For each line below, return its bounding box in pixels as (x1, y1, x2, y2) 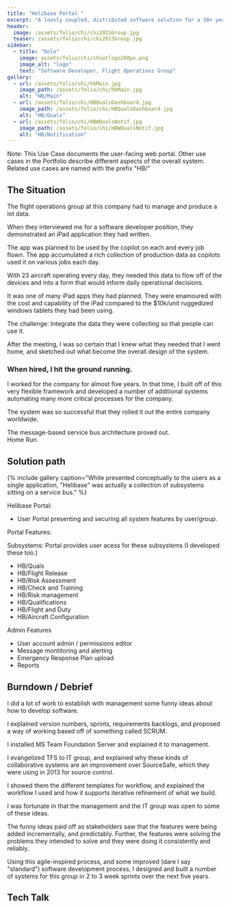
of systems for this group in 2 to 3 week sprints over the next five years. (7, 872, 210, 880)
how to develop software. (7, 706, 79, 714)
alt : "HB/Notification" (19, 131, 88, 138)
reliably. (7, 844, 29, 853)
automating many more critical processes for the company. (7, 394, 174, 403)
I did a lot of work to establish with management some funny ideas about (7, 699, 213, 707)
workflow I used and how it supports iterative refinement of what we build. (7, 788, 217, 796)
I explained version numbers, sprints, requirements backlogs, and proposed (7, 720, 220, 728)
